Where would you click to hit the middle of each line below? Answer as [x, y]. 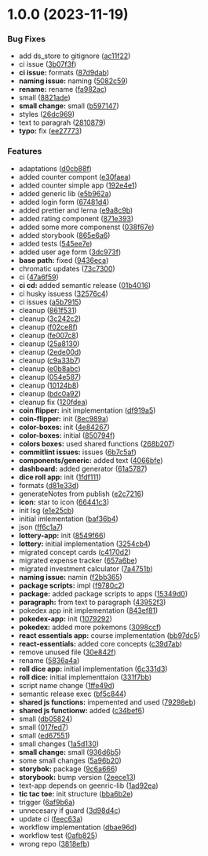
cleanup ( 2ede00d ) [50, 352]
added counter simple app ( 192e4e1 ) [78, 185]
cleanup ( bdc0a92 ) [50, 393]
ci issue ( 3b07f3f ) [47, 64]
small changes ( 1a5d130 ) [59, 744]
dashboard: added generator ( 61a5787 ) [83, 468]
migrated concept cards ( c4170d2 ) [75, 552]
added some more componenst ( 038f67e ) [86, 227]
